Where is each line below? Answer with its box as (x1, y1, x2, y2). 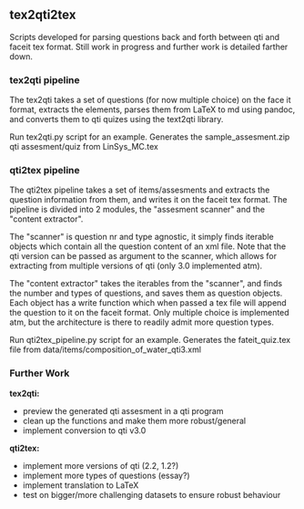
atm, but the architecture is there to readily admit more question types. (9, 317, 275, 327)
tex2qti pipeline (9, 73, 80, 86)
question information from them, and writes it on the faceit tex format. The (9, 194, 288, 205)
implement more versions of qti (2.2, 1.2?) (22, 460, 179, 471)
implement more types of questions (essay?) (22, 470, 190, 481)
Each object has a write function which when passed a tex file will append (9, 297, 287, 308)
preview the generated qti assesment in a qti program (22, 405, 224, 416)
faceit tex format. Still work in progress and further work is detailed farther (9, 41, 289, 52)
